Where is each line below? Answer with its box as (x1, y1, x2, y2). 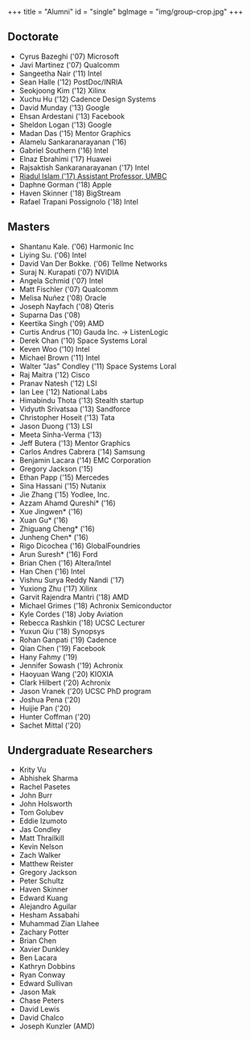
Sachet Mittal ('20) (19, 720, 81, 730)
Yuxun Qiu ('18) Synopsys (19, 626, 105, 636)
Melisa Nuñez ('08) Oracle (19, 293, 107, 303)
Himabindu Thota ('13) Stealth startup (19, 395, 144, 405)
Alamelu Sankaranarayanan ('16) (19, 137, 127, 146)
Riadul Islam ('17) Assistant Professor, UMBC (19, 171, 167, 180)
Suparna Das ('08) (19, 310, 81, 320)
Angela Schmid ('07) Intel (19, 275, 104, 285)
